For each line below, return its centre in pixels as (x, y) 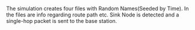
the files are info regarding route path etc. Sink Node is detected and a (93, 15)
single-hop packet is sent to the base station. (62, 21)
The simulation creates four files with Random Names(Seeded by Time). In (97, 9)
